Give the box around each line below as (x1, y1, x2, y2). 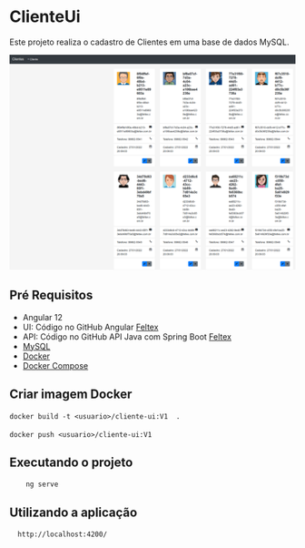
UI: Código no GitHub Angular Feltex (22, 321, 159, 332)
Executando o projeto (9, 454, 133, 470)
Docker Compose (22, 360, 89, 370)
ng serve (25, 480, 59, 489)
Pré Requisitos (9, 288, 93, 303)
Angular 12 (22, 311, 64, 322)
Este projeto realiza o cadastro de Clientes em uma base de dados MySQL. (9, 36, 290, 47)
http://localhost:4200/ (17, 530, 107, 539)
